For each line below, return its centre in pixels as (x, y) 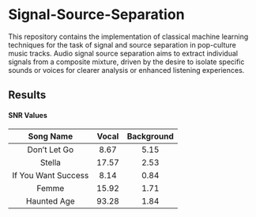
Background (150, 136)
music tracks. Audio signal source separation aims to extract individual (123, 53)
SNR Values (28, 115)
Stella (51, 162)
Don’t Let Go (51, 150)
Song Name (51, 136)
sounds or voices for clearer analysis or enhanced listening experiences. (126, 70)
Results (27, 95)
